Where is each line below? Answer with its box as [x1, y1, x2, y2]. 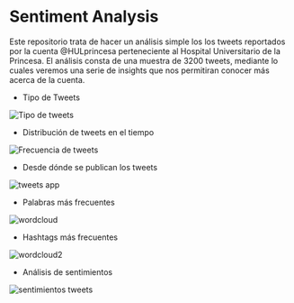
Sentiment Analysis [9, 6, 159, 27]
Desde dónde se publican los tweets [22, 161, 158, 172]
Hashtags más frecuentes [22, 232, 119, 243]
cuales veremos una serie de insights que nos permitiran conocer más [9, 65, 270, 76]
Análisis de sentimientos [22, 266, 113, 277]
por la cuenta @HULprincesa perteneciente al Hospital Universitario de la [9, 45, 281, 56]
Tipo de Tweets [22, 92, 81, 103]
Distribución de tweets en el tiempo [22, 126, 155, 137]
